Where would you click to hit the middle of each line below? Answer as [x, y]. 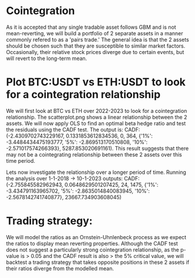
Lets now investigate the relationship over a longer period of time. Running [96, 172]
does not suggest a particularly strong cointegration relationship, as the [93, 249]
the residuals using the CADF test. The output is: [65, 129]
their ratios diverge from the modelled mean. [60, 268]
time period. [21, 160]
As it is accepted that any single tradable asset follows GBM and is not [91, 27]
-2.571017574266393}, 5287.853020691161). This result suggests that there [97, 148]
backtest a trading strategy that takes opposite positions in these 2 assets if [98, 262]
